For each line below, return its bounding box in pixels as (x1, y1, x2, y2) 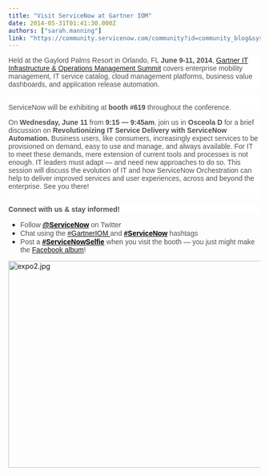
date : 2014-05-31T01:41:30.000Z (8, 19, 116, 27)
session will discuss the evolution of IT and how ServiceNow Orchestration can (8, 166, 252, 175)
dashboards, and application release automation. (8, 80, 160, 89)
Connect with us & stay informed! (8, 205, 120, 214)
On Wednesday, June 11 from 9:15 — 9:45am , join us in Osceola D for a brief (8, 118, 255, 127)
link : (8, 34, 26, 42)
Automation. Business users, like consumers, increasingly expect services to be (8, 134, 259, 143)
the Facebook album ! (19, 246, 86, 254)
